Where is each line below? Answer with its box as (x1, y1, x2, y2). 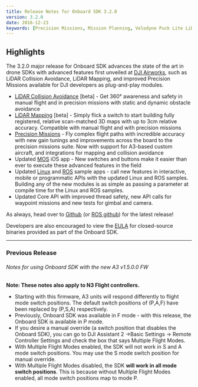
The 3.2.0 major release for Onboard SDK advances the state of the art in (6, 63, 184, 70)
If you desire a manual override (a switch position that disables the (14, 324, 177, 332)
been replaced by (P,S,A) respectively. (14, 306, 108, 313)
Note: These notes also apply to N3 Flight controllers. (6, 281, 140, 289)
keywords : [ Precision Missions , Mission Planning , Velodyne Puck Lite (6, 25, 183, 31)
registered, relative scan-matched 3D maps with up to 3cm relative (14, 118, 177, 125)
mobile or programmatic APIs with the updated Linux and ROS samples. (14, 175, 189, 182)
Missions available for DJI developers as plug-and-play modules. (6, 81, 164, 88)
